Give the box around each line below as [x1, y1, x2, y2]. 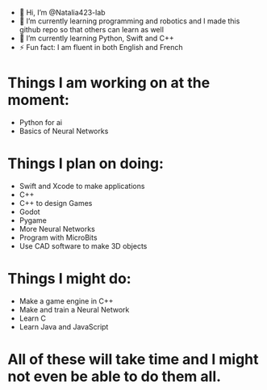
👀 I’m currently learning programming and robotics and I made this [19, 16, 240, 26]
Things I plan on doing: [7, 154, 165, 173]
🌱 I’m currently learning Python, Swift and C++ [19, 33, 174, 43]
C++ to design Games [19, 198, 93, 208]
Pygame [19, 215, 48, 225]
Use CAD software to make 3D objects [19, 241, 148, 250]
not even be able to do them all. [7, 367, 222, 385]
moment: [7, 91, 69, 109]
